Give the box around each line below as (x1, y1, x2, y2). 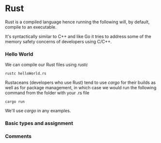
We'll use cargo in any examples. (5, 108, 71, 114)
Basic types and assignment (5, 120, 74, 127)
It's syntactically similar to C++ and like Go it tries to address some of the (5, 33, 151, 39)
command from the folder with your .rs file (5, 90, 90, 96)
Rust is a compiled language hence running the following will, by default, (5, 19, 150, 25)
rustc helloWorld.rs (5, 71, 47, 76)
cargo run (5, 99, 25, 104)
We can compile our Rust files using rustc (5, 62, 88, 68)
